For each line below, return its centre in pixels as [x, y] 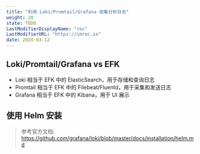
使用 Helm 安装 [34, 116]
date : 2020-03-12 [28, 40]
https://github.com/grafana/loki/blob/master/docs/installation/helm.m [107, 138]
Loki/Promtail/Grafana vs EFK [63, 64]
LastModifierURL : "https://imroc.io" [54, 34]
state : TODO [21, 23]
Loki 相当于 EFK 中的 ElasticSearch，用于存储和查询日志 [85, 80]
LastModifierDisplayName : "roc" [47, 29]
